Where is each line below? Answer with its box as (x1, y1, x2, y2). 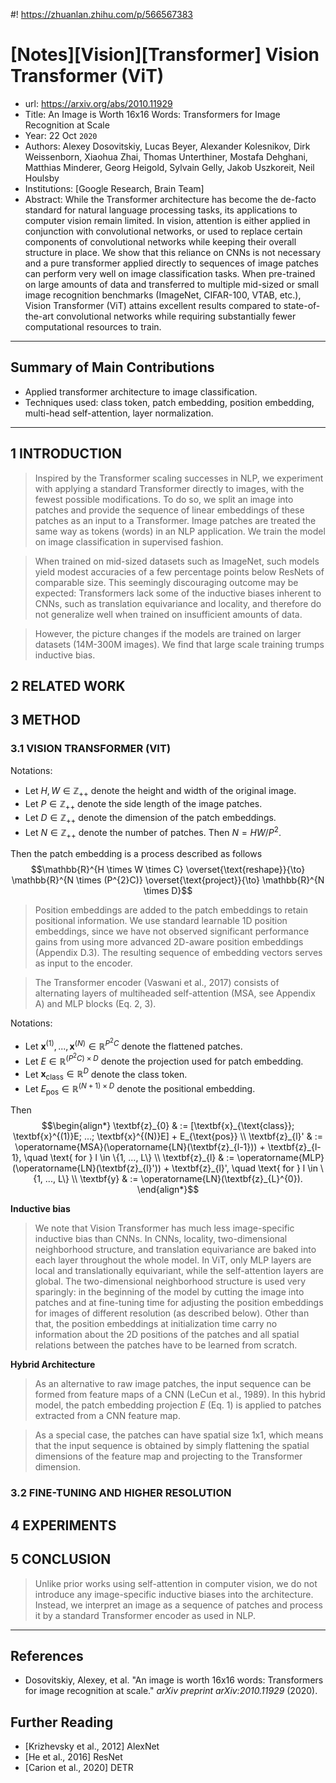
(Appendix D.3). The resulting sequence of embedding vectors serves (34, 947, 323, 959)
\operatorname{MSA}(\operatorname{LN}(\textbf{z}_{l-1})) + (14, 1141, 266, 1153)
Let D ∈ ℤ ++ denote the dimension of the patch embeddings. (24, 812, 277, 826)
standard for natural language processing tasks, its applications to (24, 204, 298, 216)
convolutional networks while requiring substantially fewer (56, 310, 297, 322)
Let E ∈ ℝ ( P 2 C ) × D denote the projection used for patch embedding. (24, 1052, 304, 1067)
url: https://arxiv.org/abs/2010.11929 (24, 97, 173, 109)
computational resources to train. (24, 320, 162, 333)
